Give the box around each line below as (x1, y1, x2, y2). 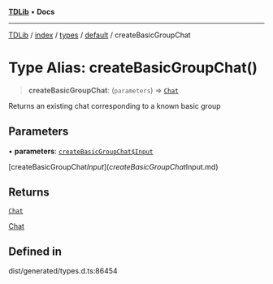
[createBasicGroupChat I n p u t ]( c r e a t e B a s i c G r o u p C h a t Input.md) (8, 161, 219, 171)
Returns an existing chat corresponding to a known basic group (8, 101, 221, 110)
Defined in (8, 244, 63, 258)
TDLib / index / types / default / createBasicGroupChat (8, 30, 191, 40)
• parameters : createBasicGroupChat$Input (8, 146, 154, 156)
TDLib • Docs (8, 7, 55, 16)
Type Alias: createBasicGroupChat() (8, 58, 258, 77)
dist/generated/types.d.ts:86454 (8, 266, 118, 276)
